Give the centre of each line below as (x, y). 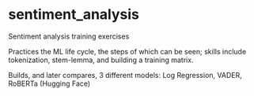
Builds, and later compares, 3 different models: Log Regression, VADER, (125, 75)
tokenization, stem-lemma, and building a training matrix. (101, 60)
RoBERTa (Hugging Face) (49, 83)
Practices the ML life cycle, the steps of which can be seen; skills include (127, 51)
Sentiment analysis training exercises (69, 36)
